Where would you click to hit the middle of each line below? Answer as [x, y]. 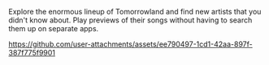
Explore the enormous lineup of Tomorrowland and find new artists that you [135, 12]
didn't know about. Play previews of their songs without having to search [130, 20]
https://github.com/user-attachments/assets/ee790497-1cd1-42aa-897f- [131, 44]
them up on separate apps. [54, 28]
